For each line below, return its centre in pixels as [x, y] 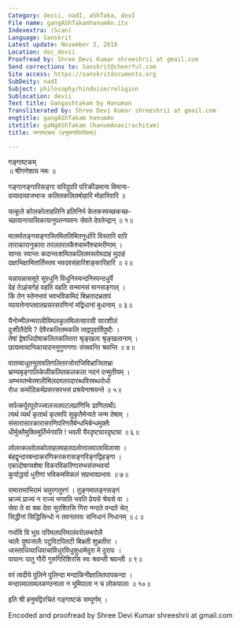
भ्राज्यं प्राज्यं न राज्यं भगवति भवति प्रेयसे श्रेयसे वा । [69, 499]
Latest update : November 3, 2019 [63, 45]
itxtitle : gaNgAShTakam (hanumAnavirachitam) [84, 125]
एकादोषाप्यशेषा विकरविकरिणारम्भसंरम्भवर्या [59, 465]
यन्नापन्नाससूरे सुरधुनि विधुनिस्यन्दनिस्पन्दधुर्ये [61, 278]
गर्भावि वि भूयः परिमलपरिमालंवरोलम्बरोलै [55, 532]
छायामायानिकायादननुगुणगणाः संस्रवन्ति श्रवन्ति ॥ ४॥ [72, 347]
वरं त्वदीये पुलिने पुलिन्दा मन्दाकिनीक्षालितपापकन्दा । [70, 574]
